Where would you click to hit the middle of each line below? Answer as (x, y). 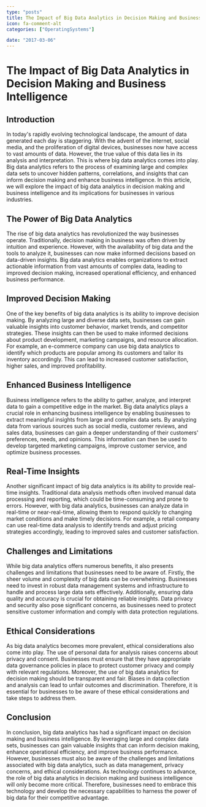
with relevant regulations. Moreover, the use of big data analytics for (93, 672)
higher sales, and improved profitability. (56, 366)
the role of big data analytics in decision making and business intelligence (100, 777)
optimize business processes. (44, 452)
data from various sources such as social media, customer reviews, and (97, 426)
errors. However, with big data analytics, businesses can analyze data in (97, 506)
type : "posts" (25, 12)
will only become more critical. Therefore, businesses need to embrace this (102, 784)
